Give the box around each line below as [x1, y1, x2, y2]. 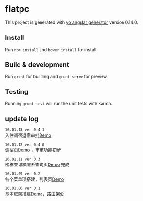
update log [5, 114, 39, 123]
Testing [5, 88, 29, 96]
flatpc [5, 3, 30, 15]
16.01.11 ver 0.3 [5, 157, 41, 162]
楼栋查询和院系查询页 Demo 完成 [5, 162, 70, 167]
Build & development [5, 61, 69, 69]
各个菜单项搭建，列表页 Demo [5, 176, 64, 182]
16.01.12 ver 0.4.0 [5, 142, 45, 147]
